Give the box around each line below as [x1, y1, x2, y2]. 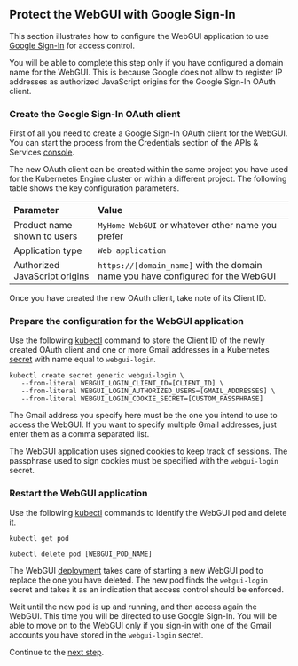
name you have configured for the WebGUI [97, 270, 277, 282]
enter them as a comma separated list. [9, 429, 150, 440]
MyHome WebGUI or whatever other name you [97, 219, 278, 232]
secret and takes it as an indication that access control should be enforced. [9, 583, 284, 594]
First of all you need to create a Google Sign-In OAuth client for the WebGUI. [9, 128, 288, 139]
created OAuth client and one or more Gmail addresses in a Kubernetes [9, 345, 270, 355]
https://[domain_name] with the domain [97, 259, 263, 272]
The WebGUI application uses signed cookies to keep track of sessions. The [9, 446, 288, 456]
